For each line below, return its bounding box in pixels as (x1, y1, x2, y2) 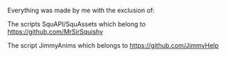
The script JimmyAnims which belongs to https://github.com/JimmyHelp (7, 41, 219, 49)
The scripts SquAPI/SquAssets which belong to (7, 20, 146, 28)
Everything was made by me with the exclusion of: (7, 6, 155, 14)
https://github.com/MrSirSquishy (7, 28, 104, 36)
